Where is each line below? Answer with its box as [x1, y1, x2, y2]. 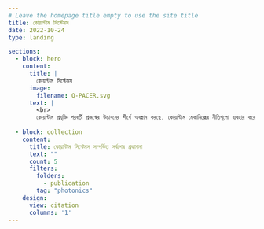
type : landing [8, 33, 55, 42]
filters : [28, 164, 58, 173]
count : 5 [28, 157, 58, 165]
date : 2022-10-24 [8, 26, 65, 34]
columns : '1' [28, 209, 72, 216]
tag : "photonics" [36, 187, 93, 194]
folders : [36, 172, 65, 180]
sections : [8, 48, 41, 56]
